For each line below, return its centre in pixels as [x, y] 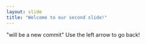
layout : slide [24, 12]
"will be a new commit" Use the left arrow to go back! [73, 34]
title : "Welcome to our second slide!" [57, 17]
